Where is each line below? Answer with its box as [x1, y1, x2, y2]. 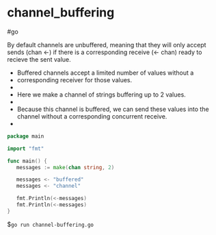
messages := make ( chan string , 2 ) [16, 164, 115, 171]
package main [7, 132, 44, 140]
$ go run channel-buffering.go [7, 220, 94, 228]
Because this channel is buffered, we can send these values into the [16, 105, 210, 113]
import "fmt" [7, 145, 44, 152]
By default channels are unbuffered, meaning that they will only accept [7, 40, 206, 49]
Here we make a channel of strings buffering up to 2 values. [16, 90, 186, 99]
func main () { [7, 158, 48, 164]
